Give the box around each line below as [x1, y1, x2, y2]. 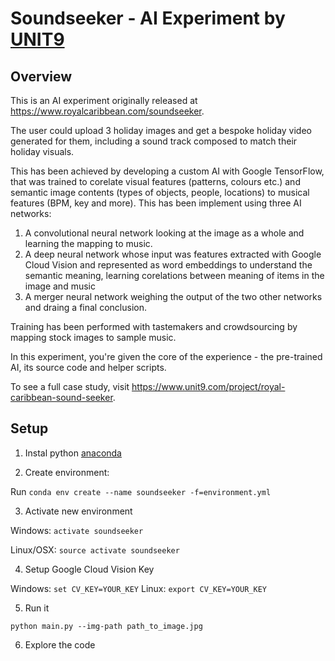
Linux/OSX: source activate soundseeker [10, 543, 180, 556]
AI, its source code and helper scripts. [10, 362, 167, 373]
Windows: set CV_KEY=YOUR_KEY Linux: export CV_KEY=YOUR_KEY [10, 582, 267, 594]
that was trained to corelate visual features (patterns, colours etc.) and [10, 176, 301, 187]
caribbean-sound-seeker [10, 392, 113, 403]
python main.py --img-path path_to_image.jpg [10, 621, 203, 631]
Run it [24, 602, 50, 614]
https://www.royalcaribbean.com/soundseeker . [10, 105, 205, 117]
